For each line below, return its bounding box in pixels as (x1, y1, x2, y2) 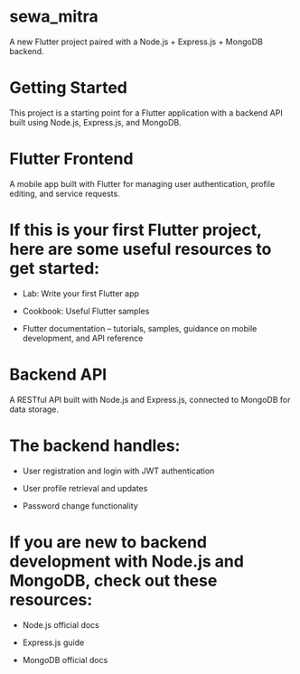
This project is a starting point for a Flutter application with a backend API (9, 107, 283, 118)
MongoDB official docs (22, 654, 108, 665)
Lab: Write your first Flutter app (22, 287, 140, 299)
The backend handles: (9, 435, 181, 455)
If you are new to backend (9, 531, 208, 552)
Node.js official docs (22, 619, 99, 630)
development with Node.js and (9, 551, 244, 571)
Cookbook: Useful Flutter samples (22, 305, 150, 316)
